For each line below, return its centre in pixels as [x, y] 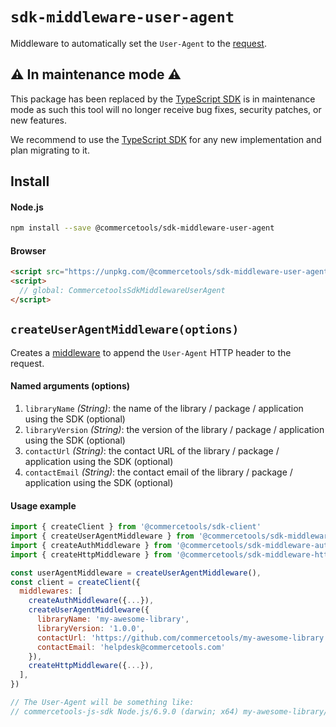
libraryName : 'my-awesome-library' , [113, 619]
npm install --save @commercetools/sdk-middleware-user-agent [142, 228]
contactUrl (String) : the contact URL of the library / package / [152, 450]
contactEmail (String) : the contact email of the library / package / [158, 472]
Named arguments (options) [70, 386]
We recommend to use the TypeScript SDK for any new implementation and [166, 139]
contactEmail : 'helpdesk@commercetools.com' [131, 647]
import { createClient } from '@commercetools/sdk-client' [136, 527]
